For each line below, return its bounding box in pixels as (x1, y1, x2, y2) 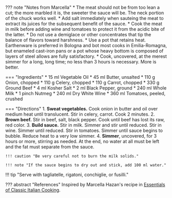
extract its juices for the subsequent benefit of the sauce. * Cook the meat (5, 20, 163, 27)
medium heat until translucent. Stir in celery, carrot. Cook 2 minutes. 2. (5, 111, 155, 117)
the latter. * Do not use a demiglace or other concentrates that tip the (5, 32, 151, 37)
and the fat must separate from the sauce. (5, 144, 94, 150)
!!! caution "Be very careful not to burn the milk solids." (5, 153, 139, 159)
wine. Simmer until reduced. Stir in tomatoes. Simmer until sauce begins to (5, 127, 163, 134)
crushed (5, 96, 23, 102)
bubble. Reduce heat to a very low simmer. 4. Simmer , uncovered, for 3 (5, 133, 157, 139)
